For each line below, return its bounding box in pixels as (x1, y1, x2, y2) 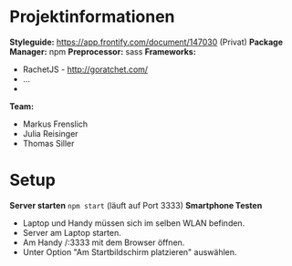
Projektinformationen (9, 6, 175, 27)
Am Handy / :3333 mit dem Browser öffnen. (22, 237, 185, 248)
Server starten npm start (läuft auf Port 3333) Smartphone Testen (9, 199, 263, 210)
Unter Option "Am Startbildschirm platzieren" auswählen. (22, 246, 237, 257)
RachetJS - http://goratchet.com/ (22, 64, 149, 75)
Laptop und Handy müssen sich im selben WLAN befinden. (22, 217, 245, 229)
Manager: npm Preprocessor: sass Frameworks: (9, 46, 196, 56)
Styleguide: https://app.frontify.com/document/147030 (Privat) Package (9, 36, 284, 47)
